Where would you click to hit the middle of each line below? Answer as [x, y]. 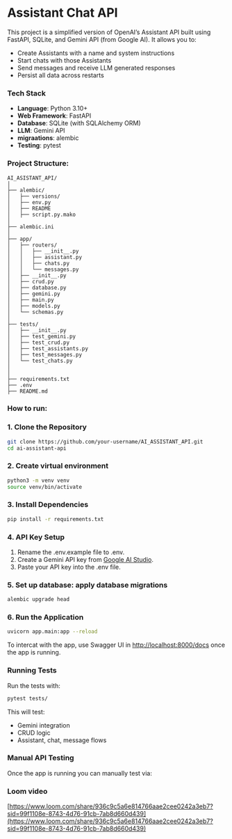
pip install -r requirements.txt [56, 519]
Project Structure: [38, 164]
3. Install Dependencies [48, 505]
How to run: [27, 409]
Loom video [27, 791]
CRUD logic [34, 732]
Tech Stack [27, 93]
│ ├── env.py [29, 202]
